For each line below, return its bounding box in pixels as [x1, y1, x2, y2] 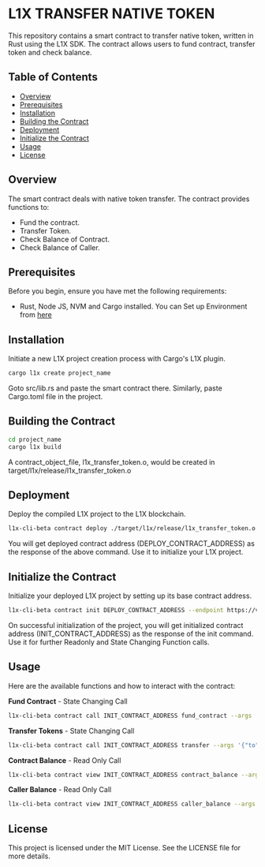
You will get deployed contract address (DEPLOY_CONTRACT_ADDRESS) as [8, 539, 255, 548]
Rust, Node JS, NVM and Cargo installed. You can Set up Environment [19, 301, 248, 312]
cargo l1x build [8, 443, 62, 450]
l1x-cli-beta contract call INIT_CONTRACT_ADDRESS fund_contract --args [8, 712, 252, 719]
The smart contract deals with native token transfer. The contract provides [8, 194, 250, 204]
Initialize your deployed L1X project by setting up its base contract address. [8, 591, 252, 600]
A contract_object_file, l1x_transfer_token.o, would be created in [8, 457, 215, 466]
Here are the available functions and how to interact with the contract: [8, 681, 236, 690]
